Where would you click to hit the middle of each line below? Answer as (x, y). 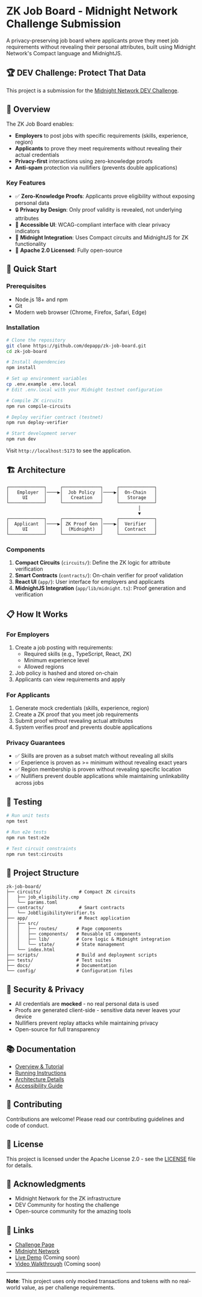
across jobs (29, 783)
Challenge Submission (64, 24)
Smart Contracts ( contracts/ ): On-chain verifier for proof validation (99, 575)
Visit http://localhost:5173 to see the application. (69, 451)
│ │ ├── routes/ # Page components (64, 929)
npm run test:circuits (35, 854)
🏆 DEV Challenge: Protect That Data (76, 73)
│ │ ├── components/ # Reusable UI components (74, 934)
